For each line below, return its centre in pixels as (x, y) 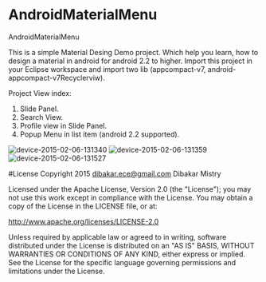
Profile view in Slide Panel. (63, 125)
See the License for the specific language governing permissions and (122, 262)
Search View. (41, 117)
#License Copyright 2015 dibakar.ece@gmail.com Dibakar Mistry (115, 173)
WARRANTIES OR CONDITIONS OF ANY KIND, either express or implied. (127, 254)
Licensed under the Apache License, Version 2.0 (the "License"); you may (130, 189)
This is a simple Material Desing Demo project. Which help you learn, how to (133, 52)
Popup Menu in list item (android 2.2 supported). (100, 134)
